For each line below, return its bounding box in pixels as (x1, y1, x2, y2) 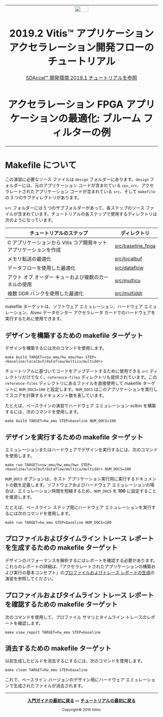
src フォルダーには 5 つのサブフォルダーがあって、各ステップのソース (5, 205, 145, 211)
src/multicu (114, 277, 141, 284)
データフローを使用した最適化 (7, 265, 76, 271)
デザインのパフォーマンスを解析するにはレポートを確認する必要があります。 (5, 557, 158, 563)
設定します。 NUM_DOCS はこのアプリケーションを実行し (50, 386, 158, 392)
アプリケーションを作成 (7, 247, 61, 253)
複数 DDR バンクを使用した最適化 (7, 290, 84, 297)
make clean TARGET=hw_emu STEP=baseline (5, 667, 88, 673)
